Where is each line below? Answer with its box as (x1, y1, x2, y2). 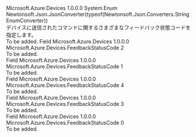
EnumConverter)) (6, 17, 48, 24)
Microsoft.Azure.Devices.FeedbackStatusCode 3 (6, 101, 124, 107)
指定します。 (6, 31, 37, 38)
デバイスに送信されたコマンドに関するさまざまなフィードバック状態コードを (6, 24, 191, 31)
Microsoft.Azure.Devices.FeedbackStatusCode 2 (6, 44, 124, 51)
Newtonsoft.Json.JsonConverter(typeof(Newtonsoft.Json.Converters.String (6, 11, 190, 18)
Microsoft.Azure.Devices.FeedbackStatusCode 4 (6, 82, 124, 89)
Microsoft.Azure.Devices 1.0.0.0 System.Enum (6, 5, 118, 11)
